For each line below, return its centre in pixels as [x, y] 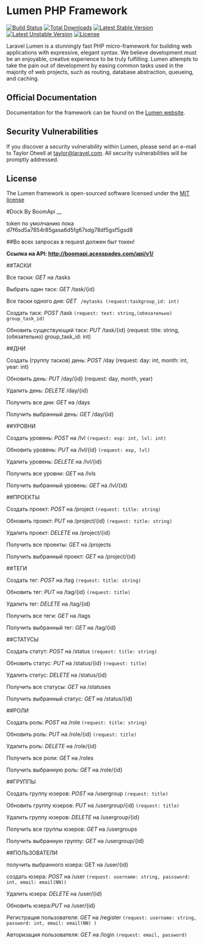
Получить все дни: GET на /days [48, 403]
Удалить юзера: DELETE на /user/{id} [54, 894]
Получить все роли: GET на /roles [50, 758]
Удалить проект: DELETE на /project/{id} [58, 533]
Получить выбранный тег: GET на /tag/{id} [61, 628]
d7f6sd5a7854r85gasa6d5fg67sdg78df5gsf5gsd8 [70, 230]
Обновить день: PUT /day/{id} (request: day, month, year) [80, 379]
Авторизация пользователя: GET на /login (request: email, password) [97, 935]
